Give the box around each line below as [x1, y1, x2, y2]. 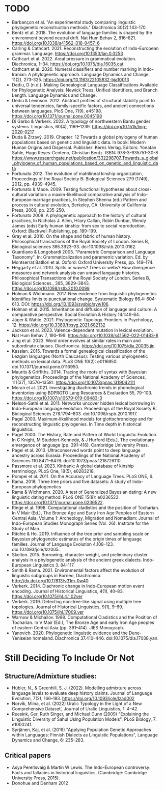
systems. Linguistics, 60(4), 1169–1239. [11, 123, 91, 129]
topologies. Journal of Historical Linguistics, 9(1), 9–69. [11, 604, 123, 610]
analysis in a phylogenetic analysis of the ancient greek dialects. [11, 557, 142, 563]
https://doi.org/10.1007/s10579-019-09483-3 [11, 395, 103, 401]
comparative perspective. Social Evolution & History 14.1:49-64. [11, 311, 140, 317]
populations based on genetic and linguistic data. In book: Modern [11, 139, 146, 145]
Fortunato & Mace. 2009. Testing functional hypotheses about [11, 186, 137, 192]
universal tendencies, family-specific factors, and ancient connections [11, 103, 154, 109]
